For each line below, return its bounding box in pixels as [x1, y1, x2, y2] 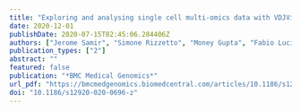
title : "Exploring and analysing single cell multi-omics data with [9, 13, 271, 22]
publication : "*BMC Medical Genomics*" [9, 72, 159, 81]
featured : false [9, 64, 70, 73]
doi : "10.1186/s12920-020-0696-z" [9, 88, 139, 97]
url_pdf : [9, 80, 42, 89]
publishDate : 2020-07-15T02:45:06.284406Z [9, 30, 170, 38]
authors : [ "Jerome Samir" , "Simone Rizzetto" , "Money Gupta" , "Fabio [9, 38, 275, 47]
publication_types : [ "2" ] [9, 47, 106, 55]
